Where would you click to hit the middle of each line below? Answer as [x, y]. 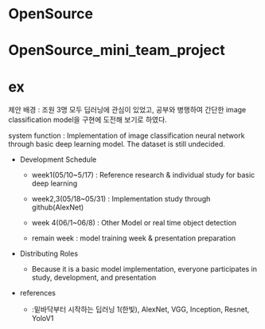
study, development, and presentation [94, 278]
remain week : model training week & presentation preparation [134, 238]
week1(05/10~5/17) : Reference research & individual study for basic [143, 175]
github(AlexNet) [58, 207]
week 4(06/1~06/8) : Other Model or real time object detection [134, 223]
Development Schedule [58, 159]
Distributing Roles [49, 254]
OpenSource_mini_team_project [117, 51]
